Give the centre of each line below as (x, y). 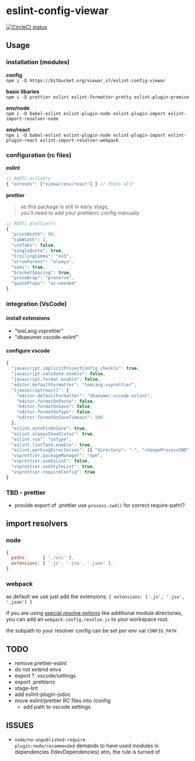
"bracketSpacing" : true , (41, 273)
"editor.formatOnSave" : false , (55, 407)
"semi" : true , (28, 267)
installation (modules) (38, 62)
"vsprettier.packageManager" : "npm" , (57, 456)
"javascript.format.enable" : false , (56, 379)
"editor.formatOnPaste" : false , (56, 401)
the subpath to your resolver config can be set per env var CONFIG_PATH (91, 631)
